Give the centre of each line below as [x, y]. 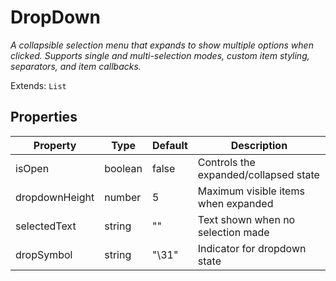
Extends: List [38, 85]
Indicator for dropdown [252, 248]
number [123, 197]
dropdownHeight [55, 197]
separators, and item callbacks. [76, 66]
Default [169, 145]
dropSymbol [44, 254]
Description [259, 145]
